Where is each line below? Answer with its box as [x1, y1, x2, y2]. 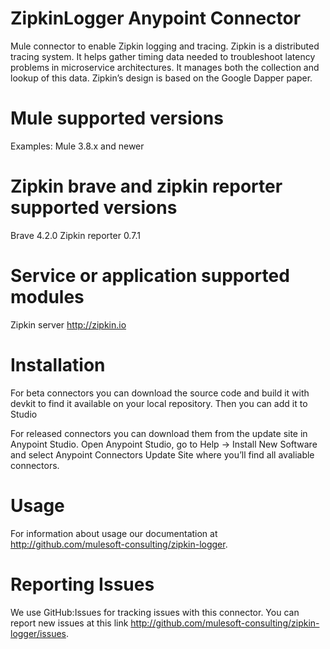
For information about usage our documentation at [10, 527, 218, 539]
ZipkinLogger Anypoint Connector [10, 7, 302, 30]
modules [10, 286, 85, 308]
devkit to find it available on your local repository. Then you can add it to [10, 397, 308, 409]
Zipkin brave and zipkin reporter [10, 175, 283, 198]
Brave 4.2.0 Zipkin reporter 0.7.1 [10, 229, 141, 241]
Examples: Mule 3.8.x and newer [10, 140, 145, 152]
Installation [10, 353, 106, 376]
